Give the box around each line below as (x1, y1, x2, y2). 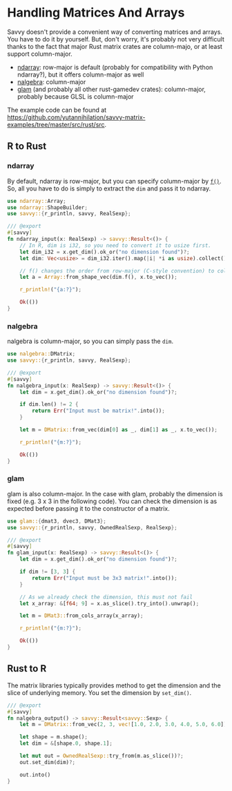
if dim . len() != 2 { (19, 401, 79, 408)
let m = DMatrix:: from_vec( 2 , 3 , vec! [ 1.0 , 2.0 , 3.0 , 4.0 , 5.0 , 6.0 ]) (19, 721, 227, 728)
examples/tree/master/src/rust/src (7, 120, 105, 128)
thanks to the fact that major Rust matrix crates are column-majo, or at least (7, 42, 223, 50)
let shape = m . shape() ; (19, 734, 88, 741)
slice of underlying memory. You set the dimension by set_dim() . (7, 688, 192, 696)
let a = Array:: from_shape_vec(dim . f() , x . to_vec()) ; (19, 274, 177, 281)
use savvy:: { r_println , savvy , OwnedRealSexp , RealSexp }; (7, 524, 177, 531)
